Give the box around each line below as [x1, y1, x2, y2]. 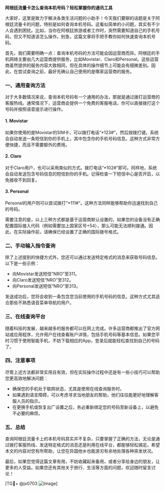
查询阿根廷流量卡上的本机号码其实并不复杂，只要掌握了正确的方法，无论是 [5, 436, 156, 442]
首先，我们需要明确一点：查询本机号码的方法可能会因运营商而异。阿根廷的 [5, 50, 156, 56]
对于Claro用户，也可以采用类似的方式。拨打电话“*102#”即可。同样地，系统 [5, 164, 157, 171]
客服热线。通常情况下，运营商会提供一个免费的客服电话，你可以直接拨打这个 [5, 100, 160, 106]
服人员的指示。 [12, 398, 43, 404]
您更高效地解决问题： [5, 375, 48, 381]
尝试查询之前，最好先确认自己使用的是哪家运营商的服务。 [18, 69, 134, 74]
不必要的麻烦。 [12, 410, 43, 416]
